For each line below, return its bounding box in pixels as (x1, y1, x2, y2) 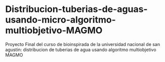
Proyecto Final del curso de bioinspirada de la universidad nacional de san (5, 41, 160, 47)
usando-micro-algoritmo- (5, 14, 116, 25)
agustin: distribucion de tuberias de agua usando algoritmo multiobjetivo (5, 46, 156, 52)
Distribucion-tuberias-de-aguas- (5, 3, 148, 15)
